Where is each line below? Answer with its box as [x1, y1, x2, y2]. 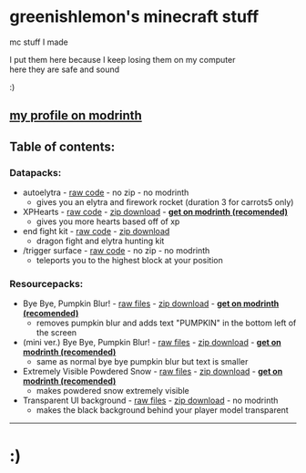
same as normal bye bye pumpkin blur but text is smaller [36, 356, 249, 367]
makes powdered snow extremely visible [36, 386, 189, 396]
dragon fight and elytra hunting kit [36, 235, 165, 247]
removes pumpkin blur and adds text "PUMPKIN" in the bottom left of [36, 317, 297, 329]
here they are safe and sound [9, 64, 120, 75]
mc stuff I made [9, 36, 68, 47]
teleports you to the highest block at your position [36, 255, 223, 266]
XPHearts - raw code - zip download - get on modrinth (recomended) [22, 207, 289, 218]
